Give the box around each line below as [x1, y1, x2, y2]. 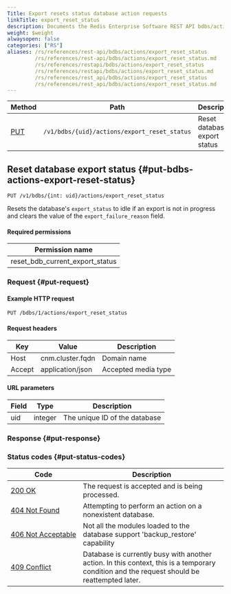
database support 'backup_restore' [82, 530, 197, 540]
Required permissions [7, 227, 71, 236]
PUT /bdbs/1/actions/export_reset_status [7, 309, 128, 317]
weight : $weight [7, 29, 54, 37]
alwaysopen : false [7, 36, 60, 43]
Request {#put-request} [7, 277, 89, 287]
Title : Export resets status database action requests [7, 10, 168, 17]
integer [33, 413, 57, 422]
